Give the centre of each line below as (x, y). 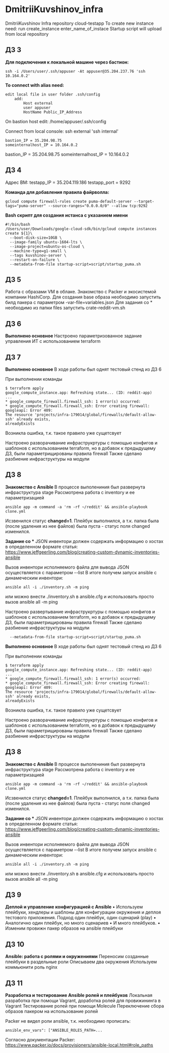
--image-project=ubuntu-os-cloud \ (47, 246)
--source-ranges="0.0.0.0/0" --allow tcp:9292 (98, 206)
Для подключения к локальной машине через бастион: (67, 62)
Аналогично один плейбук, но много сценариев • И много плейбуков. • (83, 923)
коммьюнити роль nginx (32, 967)
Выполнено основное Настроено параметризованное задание (74, 336)
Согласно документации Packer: (40, 1040)
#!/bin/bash (18, 224)
